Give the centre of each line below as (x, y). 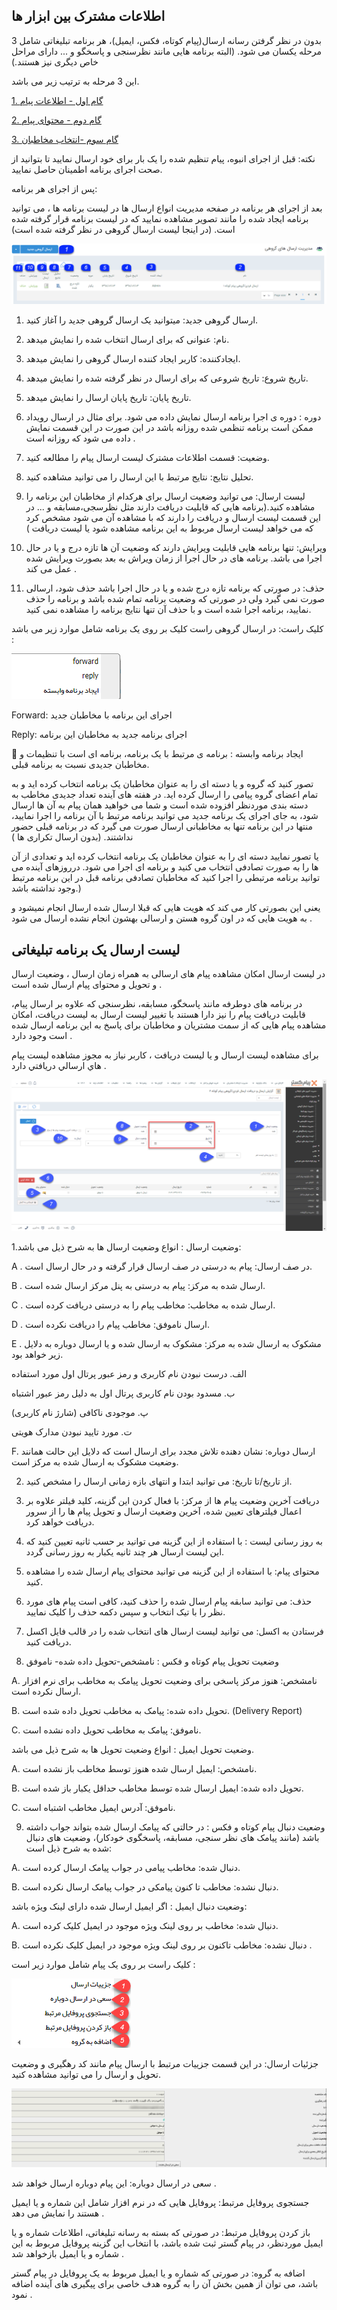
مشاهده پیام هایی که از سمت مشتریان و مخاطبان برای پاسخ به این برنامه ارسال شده (169, 1025)
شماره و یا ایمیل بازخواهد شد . (67, 2253)
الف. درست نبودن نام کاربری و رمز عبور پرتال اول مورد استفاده (129, 1374)
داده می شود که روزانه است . (80, 438)
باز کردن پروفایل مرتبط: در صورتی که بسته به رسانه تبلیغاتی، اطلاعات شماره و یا (161, 2232)
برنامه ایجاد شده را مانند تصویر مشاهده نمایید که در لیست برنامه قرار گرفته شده (160, 218)
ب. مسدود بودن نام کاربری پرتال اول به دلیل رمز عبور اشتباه (123, 1393)
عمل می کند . (51, 569)
